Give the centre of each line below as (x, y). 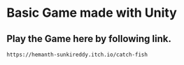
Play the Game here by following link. (89, 39)
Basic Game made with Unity (92, 13)
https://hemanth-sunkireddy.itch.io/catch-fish (77, 55)
